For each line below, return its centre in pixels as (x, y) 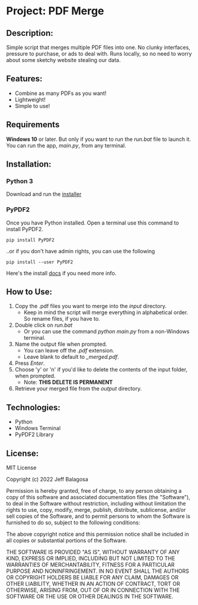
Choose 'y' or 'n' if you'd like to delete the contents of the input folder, (101, 370)
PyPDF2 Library (34, 435)
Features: (24, 79)
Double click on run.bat (44, 325)
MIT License (21, 468)
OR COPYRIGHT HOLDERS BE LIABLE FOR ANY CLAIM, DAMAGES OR (92, 578)
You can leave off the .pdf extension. (69, 351)
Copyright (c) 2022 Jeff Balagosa (47, 480)
